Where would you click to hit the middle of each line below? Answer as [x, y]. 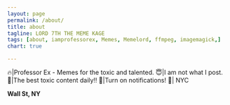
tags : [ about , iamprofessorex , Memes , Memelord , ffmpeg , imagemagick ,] [114, 40]
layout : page [26, 14]
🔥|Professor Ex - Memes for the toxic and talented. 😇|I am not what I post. [115, 72]
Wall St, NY [24, 94]
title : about [26, 27]
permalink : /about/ [36, 20]
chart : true [25, 46]
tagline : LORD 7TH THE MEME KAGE [56, 33]
